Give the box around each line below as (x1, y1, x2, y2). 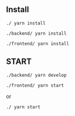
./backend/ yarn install (6, 30, 67, 36)
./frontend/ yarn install (6, 40, 69, 46)
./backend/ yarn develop (6, 72, 67, 78)
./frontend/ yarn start (6, 82, 64, 88)
